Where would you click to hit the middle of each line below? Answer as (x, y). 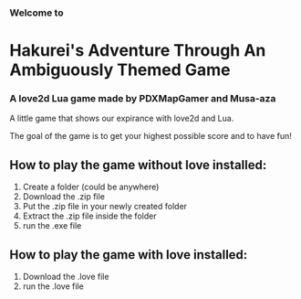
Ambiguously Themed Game (120, 70)
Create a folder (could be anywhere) (91, 187)
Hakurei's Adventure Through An (138, 51)
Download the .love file (66, 277)
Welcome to (36, 13)
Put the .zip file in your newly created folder (105, 207)
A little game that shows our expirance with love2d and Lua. (122, 118)
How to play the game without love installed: (138, 165)
